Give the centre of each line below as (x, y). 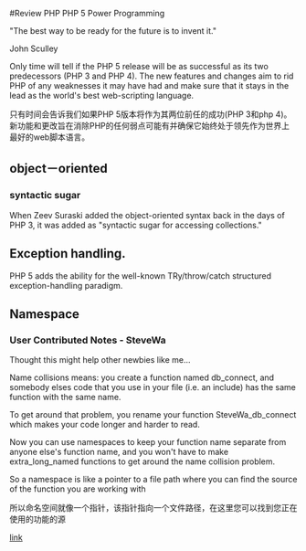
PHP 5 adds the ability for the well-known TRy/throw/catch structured (141, 275)
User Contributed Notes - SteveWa (88, 340)
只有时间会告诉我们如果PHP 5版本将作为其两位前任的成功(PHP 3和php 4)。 (151, 114)
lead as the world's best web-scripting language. (102, 95)
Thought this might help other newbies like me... (100, 360)
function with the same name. (65, 397)
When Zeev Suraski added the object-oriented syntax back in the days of (147, 215)
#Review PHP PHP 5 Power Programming (87, 13)
